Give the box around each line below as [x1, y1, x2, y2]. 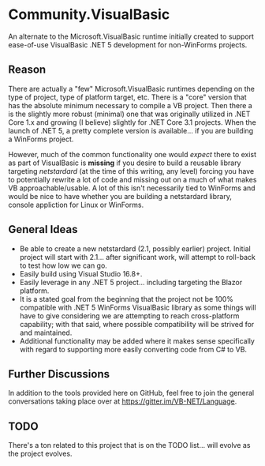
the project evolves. [8, 449, 73, 459]
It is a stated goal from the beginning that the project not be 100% [19, 294, 234, 303]
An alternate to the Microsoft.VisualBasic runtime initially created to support [8, 32, 255, 41]
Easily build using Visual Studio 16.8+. [19, 269, 143, 278]
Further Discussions [8, 367, 110, 381]
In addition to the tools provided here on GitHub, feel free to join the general [8, 389, 255, 398]
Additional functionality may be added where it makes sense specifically [19, 336, 255, 345]
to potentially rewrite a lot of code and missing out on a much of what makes [8, 175, 257, 184]
